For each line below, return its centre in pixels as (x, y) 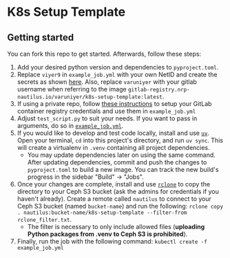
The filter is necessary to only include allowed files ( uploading (116, 227)
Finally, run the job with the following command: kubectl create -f (112, 241)
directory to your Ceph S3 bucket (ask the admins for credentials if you (118, 191)
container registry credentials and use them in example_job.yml (106, 111)
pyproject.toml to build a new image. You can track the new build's (123, 170)
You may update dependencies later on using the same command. (121, 155)
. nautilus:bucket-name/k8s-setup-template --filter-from (102, 213)
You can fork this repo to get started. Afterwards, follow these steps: (104, 54)
